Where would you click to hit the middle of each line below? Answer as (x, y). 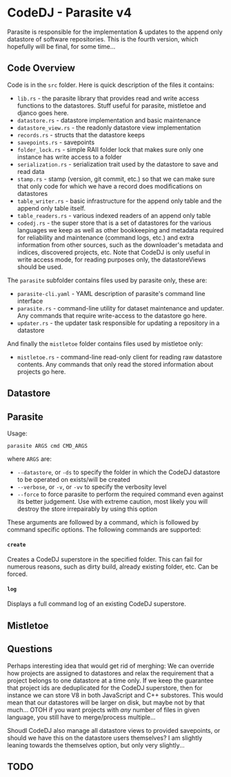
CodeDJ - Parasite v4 (70, 13)
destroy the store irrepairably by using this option (87, 509)
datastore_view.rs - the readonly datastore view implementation (109, 127)
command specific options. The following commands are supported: (104, 529)
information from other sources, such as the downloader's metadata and (120, 245)
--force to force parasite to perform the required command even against (120, 494)
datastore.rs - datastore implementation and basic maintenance (109, 120)
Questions (30, 649)
